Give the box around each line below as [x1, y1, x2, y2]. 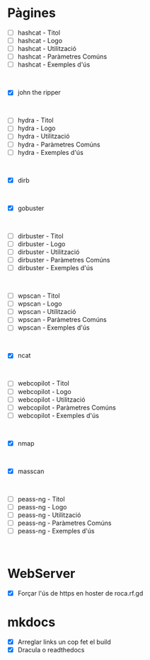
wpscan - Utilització [17, 308, 76, 316]
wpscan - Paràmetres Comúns [17, 315, 108, 324]
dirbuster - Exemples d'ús [17, 264, 93, 272]
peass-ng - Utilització [17, 511, 81, 519]
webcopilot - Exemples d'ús [17, 411, 99, 419]
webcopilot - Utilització [17, 395, 86, 404]
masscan [17, 467, 45, 475]
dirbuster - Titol [17, 231, 64, 240]
